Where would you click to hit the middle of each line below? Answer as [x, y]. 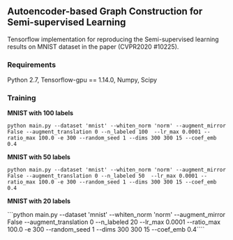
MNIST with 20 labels [39, 201]
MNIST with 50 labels [39, 157]
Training [22, 98]
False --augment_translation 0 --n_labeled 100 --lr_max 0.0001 [104, 132]
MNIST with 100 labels [40, 113]
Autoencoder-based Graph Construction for [105, 12]
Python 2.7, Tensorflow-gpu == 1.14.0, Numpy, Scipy [82, 80]
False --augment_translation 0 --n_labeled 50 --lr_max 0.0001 [103, 176]
